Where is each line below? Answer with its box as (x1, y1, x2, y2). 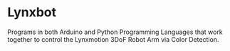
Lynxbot (7, 4, 57, 21)
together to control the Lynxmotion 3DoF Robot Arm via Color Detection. (7, 35, 219, 43)
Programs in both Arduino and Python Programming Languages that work (7, 28, 223, 36)
